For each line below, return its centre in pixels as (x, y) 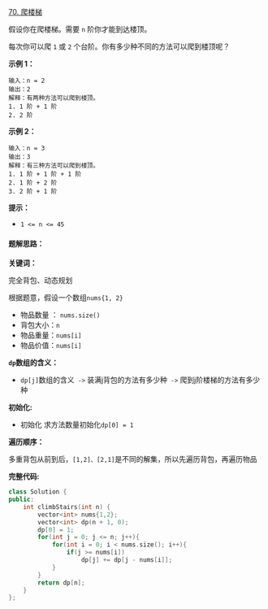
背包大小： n (40, 325)
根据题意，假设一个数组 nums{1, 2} (66, 298)
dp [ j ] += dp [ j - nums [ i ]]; (127, 560)
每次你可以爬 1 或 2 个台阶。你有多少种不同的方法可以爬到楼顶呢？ (119, 46)
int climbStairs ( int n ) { (67, 507)
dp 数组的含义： (34, 363)
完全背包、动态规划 (41, 281)
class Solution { (38, 492)
